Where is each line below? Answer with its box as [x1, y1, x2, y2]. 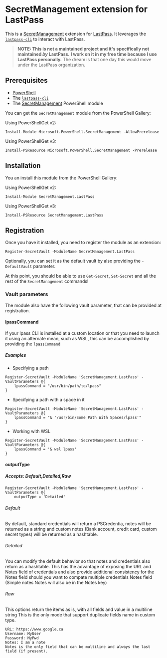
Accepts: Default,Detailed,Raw [5, 473, 71, 479]
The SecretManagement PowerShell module [12, 100, 103, 106]
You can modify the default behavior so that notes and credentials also [5, 558, 151, 564]
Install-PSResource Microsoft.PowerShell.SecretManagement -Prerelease [5, 148, 157, 153]
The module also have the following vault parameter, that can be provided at [5, 302, 162, 308]
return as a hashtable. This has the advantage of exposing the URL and [5, 563, 151, 569]
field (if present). [5, 649, 48, 654]
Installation [5, 161, 41, 170]
